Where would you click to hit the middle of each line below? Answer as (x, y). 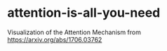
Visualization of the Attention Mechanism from (74, 32)
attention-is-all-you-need (84, 13)
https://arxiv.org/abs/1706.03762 (55, 39)
